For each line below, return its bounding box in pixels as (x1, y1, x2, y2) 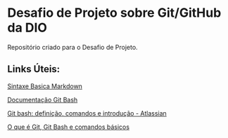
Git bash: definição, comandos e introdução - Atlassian (7, 109, 167, 117)
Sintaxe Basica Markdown (7, 82, 83, 90)
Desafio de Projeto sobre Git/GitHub (7, 5, 222, 21)
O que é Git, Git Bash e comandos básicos (7, 123, 130, 131)
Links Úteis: (7, 63, 61, 75)
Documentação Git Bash (7, 95, 78, 104)
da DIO (7, 20, 48, 36)
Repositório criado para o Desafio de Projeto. (7, 43, 139, 51)
